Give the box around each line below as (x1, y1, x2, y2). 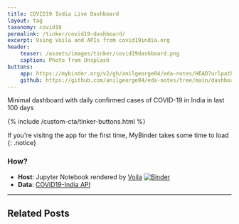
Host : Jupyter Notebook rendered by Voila (17, 172, 142, 181)
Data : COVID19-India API (17, 180, 91, 188)
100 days (7, 104, 34, 112)
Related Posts (7, 208, 70, 220)
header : (7, 43, 31, 50)
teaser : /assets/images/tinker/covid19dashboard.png (20, 50, 180, 58)
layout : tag (7, 17, 43, 24)
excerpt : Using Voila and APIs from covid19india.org (7, 37, 171, 44)
